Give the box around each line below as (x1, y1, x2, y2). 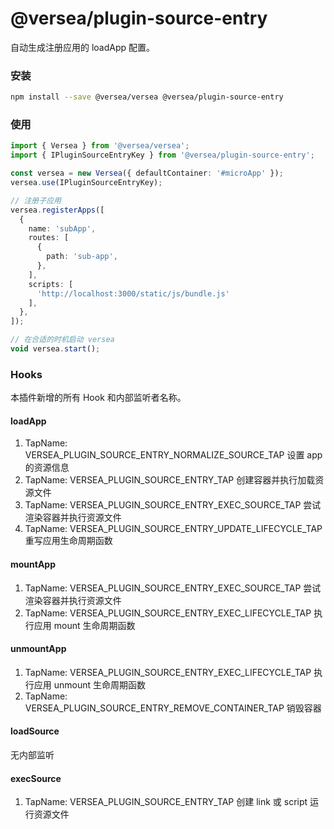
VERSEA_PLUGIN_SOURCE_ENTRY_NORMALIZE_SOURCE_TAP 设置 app (24, 449, 323, 461)
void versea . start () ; (10, 344, 101, 354)
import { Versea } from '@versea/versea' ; (10, 141, 190, 151)
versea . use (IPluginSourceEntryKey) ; (10, 178, 163, 188)
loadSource (10, 725, 60, 737)
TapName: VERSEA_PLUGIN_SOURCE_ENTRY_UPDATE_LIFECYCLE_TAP (24, 523, 323, 535)
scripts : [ (28, 279, 74, 289)
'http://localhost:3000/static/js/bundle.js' (36, 288, 230, 299)
